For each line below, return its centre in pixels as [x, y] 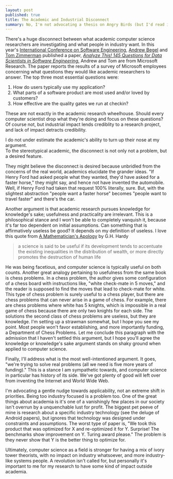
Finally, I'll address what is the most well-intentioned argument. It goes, [81, 359]
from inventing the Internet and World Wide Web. [57, 381]
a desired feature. [24, 156]
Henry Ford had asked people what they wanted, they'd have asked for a [82, 177]
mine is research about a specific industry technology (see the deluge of [82, 413]
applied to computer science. [36, 349]
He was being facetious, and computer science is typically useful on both [83, 267]
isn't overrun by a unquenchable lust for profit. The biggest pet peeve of [82, 407]
